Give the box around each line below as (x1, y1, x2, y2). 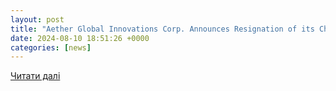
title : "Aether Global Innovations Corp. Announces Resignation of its (10, 24, 315, 34)
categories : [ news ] (10, 42, 92, 53)
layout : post (10, 14, 65, 25)
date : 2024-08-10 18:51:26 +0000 (10, 33, 150, 43)
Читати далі (10, 70, 61, 82)
